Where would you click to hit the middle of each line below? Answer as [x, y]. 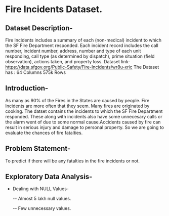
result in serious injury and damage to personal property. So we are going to [85, 127]
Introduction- [27, 88]
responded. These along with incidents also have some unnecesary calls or [84, 116]
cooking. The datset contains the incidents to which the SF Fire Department [84, 111]
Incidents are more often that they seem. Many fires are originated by [77, 106]
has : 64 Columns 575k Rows [36, 72]
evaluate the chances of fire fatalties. [44, 133]
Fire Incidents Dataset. [54, 9]
